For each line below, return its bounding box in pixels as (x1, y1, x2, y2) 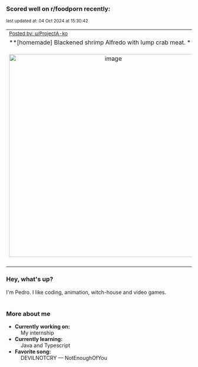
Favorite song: (14, 348, 51, 355)
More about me (6, 309, 51, 317)
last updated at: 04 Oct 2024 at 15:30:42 (6, 18, 88, 24)
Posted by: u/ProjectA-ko (9, 30, 68, 37)
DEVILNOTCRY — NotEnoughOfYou (20, 354, 108, 361)
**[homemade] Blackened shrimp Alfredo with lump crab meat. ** (9, 38, 195, 47)
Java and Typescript (20, 342, 71, 349)
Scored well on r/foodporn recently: (6, 5, 111, 13)
